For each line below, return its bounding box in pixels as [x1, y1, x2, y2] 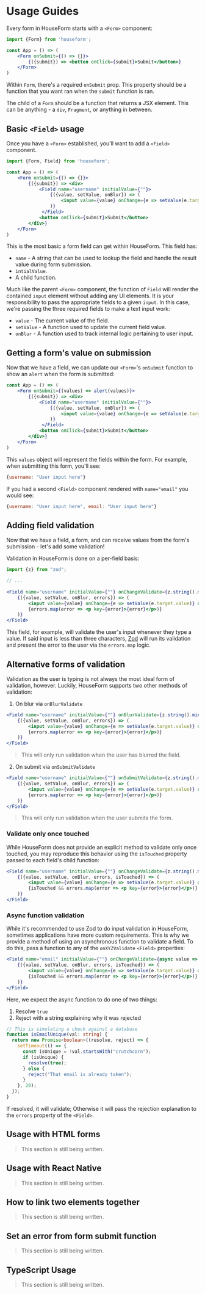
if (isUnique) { [22, 1054, 64, 1060]
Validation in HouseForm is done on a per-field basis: [6, 554, 140, 562]
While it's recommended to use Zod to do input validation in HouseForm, [6, 925, 189, 932]
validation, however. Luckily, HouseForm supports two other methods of [6, 682, 188, 689]
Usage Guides [6, 4, 79, 18]
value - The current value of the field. [15, 317, 110, 324]
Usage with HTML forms [6, 1129, 101, 1140]
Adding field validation [6, 520, 95, 531]
